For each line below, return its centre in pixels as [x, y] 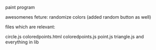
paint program [20, 7]
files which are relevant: [30, 27]
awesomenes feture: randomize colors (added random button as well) [78, 17]
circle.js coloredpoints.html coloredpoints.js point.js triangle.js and [74, 37]
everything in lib [22, 42]
